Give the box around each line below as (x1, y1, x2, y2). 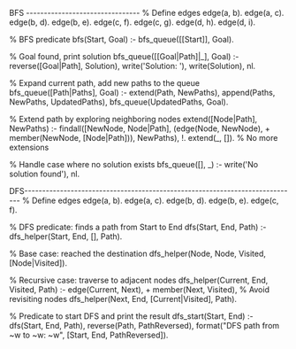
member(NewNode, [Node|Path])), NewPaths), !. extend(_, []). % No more (9, 133, 278, 143)
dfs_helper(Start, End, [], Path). (9, 231, 123, 242)
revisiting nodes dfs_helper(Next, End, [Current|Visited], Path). (9, 294, 237, 304)
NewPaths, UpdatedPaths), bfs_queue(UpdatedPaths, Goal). (9, 97, 229, 107)
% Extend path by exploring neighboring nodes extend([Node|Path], (9, 114, 258, 124)
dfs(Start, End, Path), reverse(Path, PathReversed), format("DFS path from (9, 321, 280, 330)
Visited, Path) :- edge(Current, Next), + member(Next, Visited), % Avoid (9, 284, 269, 295)
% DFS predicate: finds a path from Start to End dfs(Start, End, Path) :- (9, 221, 267, 232)
